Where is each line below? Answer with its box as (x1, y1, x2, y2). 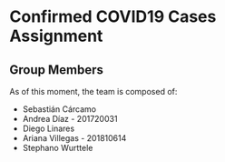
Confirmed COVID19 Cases (9, 6, 217, 27)
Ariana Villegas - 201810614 (22, 133, 127, 143)
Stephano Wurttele (22, 143, 93, 153)
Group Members (9, 62, 104, 77)
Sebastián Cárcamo (22, 104, 97, 115)
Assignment (9, 25, 103, 46)
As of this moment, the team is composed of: (9, 86, 178, 96)
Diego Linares (22, 123, 75, 134)
